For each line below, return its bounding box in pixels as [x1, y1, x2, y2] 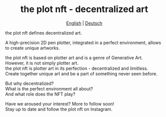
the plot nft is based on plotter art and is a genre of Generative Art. [5, 54, 143, 61]
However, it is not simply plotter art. [5, 60, 79, 66]
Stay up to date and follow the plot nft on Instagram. [5, 106, 113, 112]
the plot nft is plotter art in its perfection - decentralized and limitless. [5, 65, 148, 71]
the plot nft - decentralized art [20, 4, 148, 15]
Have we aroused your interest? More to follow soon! [5, 100, 114, 106]
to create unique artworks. [5, 45, 60, 51]
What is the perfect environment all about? [5, 85, 93, 91]
